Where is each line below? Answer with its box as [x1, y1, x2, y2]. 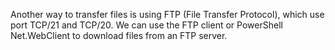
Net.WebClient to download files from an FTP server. [10, 30, 228, 41]
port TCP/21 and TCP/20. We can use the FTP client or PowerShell [10, 19, 283, 31]
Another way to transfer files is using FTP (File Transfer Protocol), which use [10, 9, 325, 20]
